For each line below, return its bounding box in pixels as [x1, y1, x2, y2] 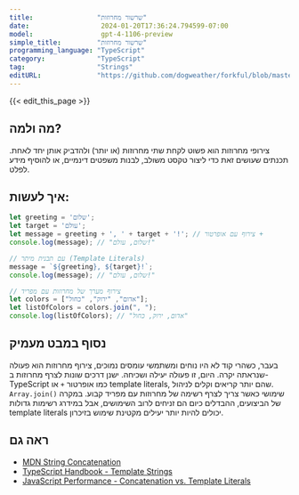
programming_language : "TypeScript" [9, 46, 145, 55]
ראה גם [9, 433, 49, 448]
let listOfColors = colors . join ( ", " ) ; [9, 304, 158, 312]
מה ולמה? [9, 121, 62, 136]
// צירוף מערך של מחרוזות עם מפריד [9, 287, 122, 296]
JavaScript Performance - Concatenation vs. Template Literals [21, 475, 252, 486]
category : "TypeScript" [9, 54, 145, 63]
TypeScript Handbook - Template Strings [21, 466, 174, 476]
